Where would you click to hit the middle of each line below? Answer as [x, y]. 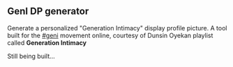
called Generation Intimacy [47, 42]
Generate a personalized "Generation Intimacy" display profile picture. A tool [117, 28]
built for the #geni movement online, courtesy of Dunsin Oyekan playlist [110, 35]
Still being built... [31, 56]
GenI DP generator [48, 11]
